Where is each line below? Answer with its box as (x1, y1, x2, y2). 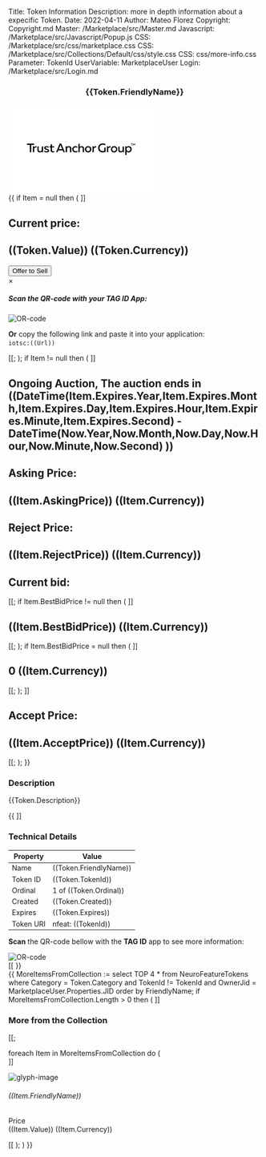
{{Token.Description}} (8, 796, 81, 805)
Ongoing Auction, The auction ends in (8, 377, 202, 390)
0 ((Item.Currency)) (8, 664, 108, 678)
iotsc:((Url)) (8, 340, 56, 348)
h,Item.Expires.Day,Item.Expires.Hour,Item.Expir (8, 401, 258, 415)
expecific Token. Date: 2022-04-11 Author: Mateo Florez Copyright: (8, 15, 231, 25)
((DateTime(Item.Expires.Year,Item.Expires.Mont (8, 389, 258, 403)
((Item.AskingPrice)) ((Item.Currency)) (8, 494, 205, 507)
